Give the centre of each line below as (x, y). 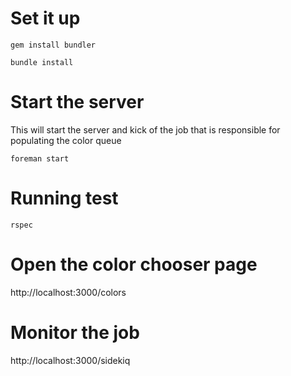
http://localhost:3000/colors (68, 292)
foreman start (40, 158)
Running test (64, 198)
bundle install (42, 62)
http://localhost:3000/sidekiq (70, 360)
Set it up (45, 18)
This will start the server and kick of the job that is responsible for (145, 129)
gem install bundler (53, 45)
